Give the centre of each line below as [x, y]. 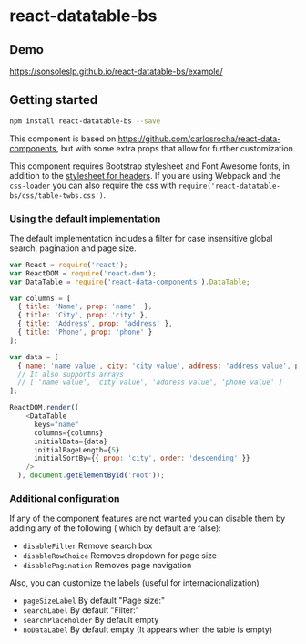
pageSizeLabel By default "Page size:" [94, 601]
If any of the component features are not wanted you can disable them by [148, 519]
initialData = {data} [70, 441]
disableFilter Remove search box [87, 546]
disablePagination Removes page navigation [107, 566]
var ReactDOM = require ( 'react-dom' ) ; [83, 273]
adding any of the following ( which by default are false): [115, 528]
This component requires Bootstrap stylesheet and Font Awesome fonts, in [149, 166]
